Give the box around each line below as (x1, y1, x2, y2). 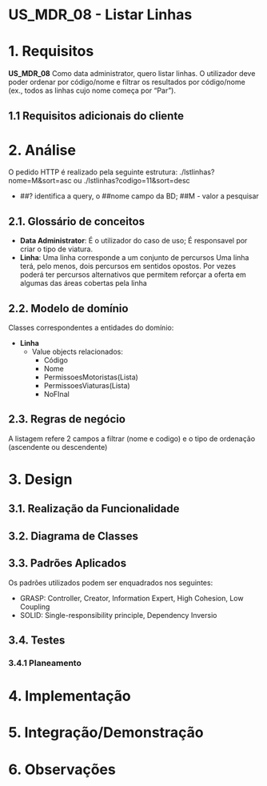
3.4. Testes (8, 634, 66, 648)
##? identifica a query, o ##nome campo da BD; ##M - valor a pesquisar (19, 191, 260, 201)
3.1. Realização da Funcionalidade (8, 502, 180, 515)
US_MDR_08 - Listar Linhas (8, 6, 193, 24)
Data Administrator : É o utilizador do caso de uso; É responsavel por (19, 236, 248, 246)
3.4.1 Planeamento (8, 657, 82, 668)
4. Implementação (8, 687, 131, 705)
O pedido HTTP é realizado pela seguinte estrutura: (8, 167, 178, 177)
